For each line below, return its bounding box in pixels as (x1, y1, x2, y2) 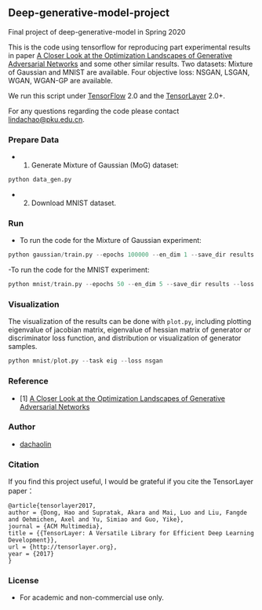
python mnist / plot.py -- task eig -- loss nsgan (8, 357, 163, 365)
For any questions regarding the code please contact (8, 106, 180, 116)
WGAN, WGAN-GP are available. (8, 75, 114, 85)
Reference (8, 376, 49, 387)
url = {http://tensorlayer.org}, (8, 543, 118, 551)
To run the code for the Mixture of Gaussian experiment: (19, 236, 202, 245)
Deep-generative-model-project (8, 6, 170, 20)
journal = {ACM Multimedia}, (8, 523, 104, 531)
